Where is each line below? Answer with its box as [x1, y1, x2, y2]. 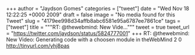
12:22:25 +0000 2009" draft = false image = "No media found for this [6, 11, 175, 18]
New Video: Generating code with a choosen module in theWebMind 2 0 [6, 36, 182, 43]
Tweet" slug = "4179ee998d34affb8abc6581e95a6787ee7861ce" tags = [6, 18, 181, 24]
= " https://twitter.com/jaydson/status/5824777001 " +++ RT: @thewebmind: [6, 30, 190, 37]
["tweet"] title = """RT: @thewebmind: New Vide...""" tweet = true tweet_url [6, 23, 190, 30]
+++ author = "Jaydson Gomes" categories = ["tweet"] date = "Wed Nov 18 [6, 5, 190, 12]
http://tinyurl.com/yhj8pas [6, 42, 70, 49]
